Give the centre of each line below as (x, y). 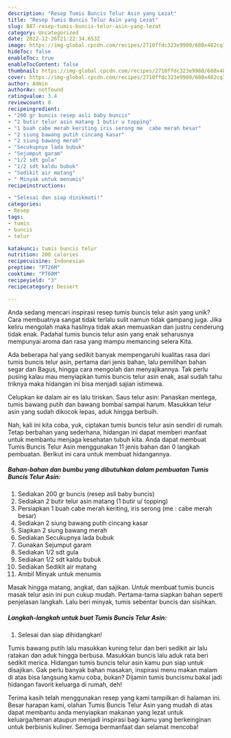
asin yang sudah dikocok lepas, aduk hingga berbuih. (83, 411)
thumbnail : (23, 71)
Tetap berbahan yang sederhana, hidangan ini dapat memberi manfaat (108, 432)
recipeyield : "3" (33, 280)
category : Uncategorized (43, 33)
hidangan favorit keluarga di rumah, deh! (65, 685)
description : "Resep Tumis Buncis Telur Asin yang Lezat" (92, 13)
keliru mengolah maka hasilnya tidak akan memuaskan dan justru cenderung (116, 327)
